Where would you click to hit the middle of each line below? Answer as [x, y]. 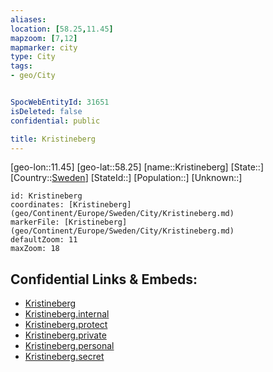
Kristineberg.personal [69, 346]
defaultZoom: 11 [44, 240]
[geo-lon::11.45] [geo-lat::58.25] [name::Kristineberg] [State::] [137, 167]
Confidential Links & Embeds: [104, 279]
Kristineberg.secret [64, 357]
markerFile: [35, 222]
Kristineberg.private [65, 335]
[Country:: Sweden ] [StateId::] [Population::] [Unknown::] [126, 178]
